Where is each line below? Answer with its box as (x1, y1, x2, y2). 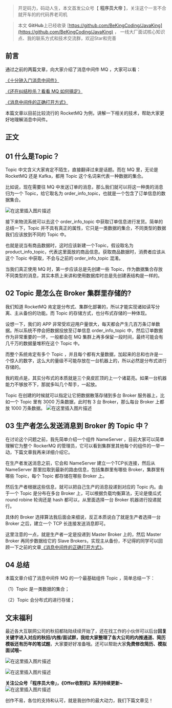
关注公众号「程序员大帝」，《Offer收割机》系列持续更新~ (5, 680, 123, 686)
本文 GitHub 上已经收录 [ (17, 23, 69, 28)
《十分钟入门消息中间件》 (5, 77, 59, 83)
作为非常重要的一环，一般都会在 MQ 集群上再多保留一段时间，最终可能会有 (5, 333, 164, 340)
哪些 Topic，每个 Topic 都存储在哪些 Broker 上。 (5, 473, 107, 479)
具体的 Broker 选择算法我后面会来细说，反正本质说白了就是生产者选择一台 (5, 514, 161, 520)
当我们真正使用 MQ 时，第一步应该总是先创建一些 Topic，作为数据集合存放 (5, 266, 163, 272)
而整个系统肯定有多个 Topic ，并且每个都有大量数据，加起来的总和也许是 (5, 351, 159, 357)
